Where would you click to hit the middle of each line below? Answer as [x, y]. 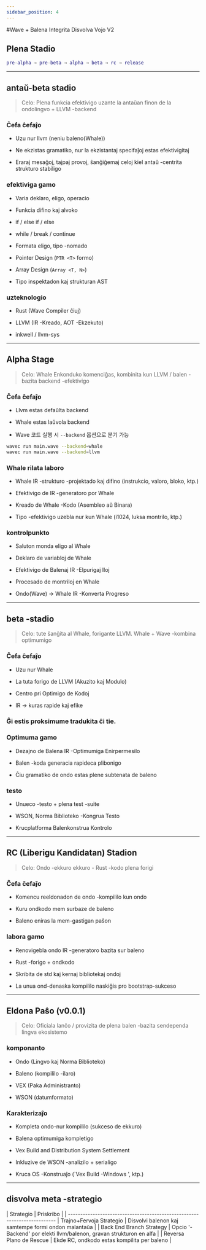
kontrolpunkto [28, 533]
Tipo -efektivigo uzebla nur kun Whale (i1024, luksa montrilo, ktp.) [99, 517]
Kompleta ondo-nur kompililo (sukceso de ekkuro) [78, 1126]
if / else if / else [35, 222]
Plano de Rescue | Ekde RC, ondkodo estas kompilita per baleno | [89, 1240]
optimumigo [36, 640]
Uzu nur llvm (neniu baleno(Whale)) [60, 138]
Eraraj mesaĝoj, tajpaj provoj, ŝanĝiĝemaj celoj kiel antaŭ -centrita [98, 162]
